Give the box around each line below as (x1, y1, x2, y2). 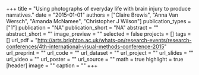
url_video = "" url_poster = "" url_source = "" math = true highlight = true (6, 56, 184, 62)
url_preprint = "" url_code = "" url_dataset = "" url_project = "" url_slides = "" (6, 49, 194, 56)
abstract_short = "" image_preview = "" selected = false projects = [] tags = (6, 30, 191, 37)
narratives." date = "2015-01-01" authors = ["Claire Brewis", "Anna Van (6, 11, 178, 18)
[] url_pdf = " (6, 37, 38, 43)
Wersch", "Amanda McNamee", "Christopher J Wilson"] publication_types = (6, 18, 191, 24)
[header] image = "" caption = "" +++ (6, 62, 98, 69)
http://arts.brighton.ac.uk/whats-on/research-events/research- (37, 37, 192, 43)
